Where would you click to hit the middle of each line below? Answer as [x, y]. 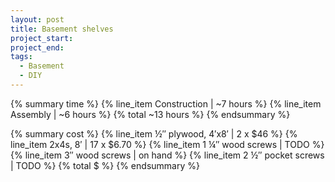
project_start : [42, 38]
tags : [21, 57]
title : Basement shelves [62, 29]
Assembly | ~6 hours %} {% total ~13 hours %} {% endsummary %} [150, 114]
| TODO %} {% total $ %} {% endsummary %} [105, 165]
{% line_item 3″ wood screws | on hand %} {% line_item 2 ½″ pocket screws [167, 155]
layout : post [37, 19]
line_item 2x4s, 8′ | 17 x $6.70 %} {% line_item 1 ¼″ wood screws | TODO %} [167, 144]
